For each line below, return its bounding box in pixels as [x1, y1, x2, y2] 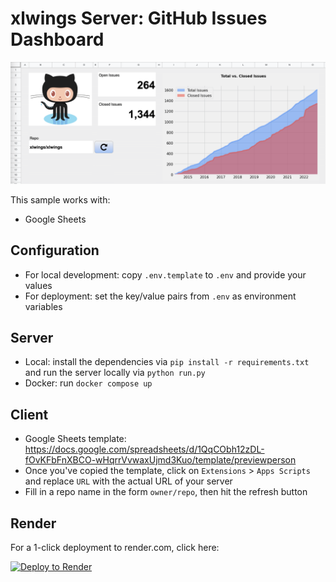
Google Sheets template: [24, 433, 127, 445]
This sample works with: [10, 193, 111, 206]
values [24, 279, 53, 291]
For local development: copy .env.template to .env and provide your [24, 268, 307, 281]
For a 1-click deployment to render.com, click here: [10, 542, 220, 554]
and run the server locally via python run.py [24, 367, 206, 379]
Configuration [10, 242, 100, 259]
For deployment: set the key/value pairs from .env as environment [24, 290, 297, 302]
